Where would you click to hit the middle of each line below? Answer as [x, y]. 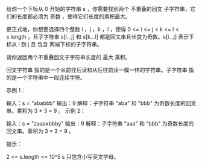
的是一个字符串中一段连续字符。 [46, 78]
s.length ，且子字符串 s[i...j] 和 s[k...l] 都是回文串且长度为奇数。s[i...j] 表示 [98, 37]
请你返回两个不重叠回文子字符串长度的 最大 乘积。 [68, 57]
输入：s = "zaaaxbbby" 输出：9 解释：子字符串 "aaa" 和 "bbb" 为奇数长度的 [100, 123]
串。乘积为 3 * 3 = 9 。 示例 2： [46, 111]
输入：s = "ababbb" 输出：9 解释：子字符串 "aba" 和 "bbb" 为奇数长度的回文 [101, 103]
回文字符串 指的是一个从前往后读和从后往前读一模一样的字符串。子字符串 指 [100, 70]
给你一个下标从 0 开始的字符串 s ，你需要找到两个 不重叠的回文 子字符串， [98, 9]
